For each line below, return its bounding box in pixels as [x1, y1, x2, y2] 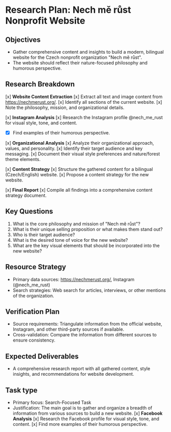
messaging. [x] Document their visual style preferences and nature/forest [5, 150, 160, 157]
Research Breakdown [5, 80, 75, 88]
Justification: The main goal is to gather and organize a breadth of [12, 404, 153, 411]
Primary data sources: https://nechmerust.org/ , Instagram [12, 276, 135, 282]
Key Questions [5, 207, 53, 216]
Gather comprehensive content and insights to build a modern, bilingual [12, 49, 164, 55]
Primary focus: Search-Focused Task [12, 399, 92, 405]
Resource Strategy [5, 263, 67, 271]
